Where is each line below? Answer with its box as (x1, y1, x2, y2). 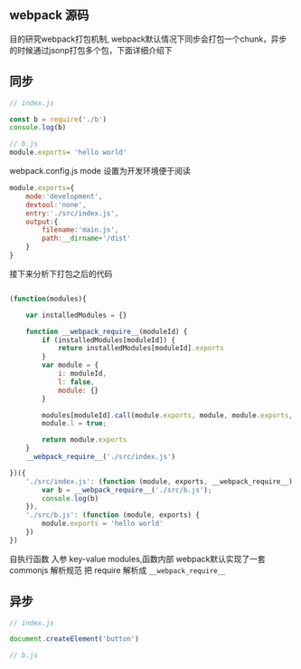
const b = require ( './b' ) (9, 115, 107, 124)
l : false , (57, 378, 95, 387)
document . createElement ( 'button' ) (9, 635, 140, 644)
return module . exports (42, 435, 127, 444)
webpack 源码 (9, 7, 89, 24)
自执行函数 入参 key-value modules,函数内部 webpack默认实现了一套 (9, 553, 266, 564)
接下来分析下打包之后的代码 (9, 268, 113, 279)
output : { (25, 217, 59, 226)
